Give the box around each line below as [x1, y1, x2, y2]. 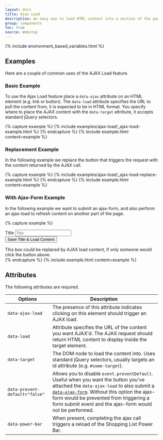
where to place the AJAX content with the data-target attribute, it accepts [5, 109, 154, 115]
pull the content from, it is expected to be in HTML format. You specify [5, 104, 146, 110]
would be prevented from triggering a [64, 394, 149, 401]
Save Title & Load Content [7, 237, 55, 242]
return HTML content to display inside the [52, 336, 147, 343]
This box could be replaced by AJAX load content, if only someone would [5, 247, 152, 252]
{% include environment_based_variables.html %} [5, 43, 104, 49]
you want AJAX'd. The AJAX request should [52, 330, 153, 337]
